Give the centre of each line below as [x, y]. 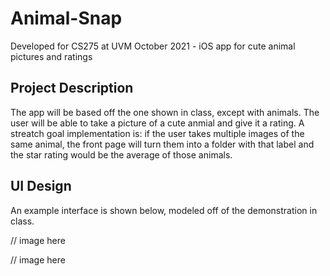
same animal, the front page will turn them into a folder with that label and [162, 144]
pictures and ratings [51, 56]
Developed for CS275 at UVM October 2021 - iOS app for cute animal [153, 46]
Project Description [72, 88]
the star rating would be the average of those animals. [121, 154]
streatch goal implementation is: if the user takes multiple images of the [157, 133]
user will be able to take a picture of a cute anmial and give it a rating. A [157, 123]
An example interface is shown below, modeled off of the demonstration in [164, 210]
